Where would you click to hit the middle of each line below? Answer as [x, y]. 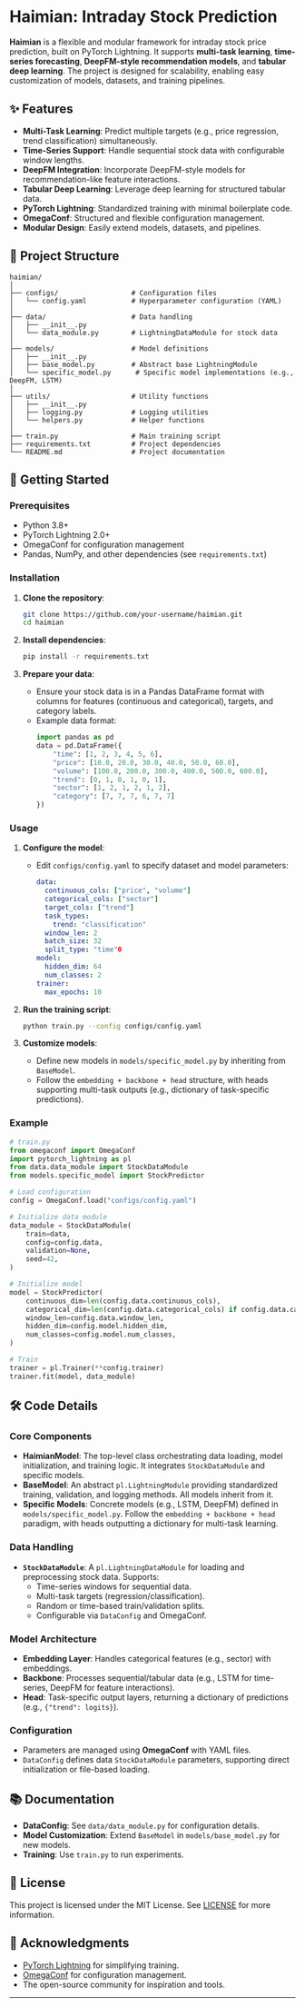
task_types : [67, 916]
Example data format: [76, 720]
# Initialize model [46, 1284]
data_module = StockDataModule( [70, 1225]
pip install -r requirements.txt [86, 657]
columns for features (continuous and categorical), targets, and [155, 701]
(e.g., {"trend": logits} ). [71, 1706]
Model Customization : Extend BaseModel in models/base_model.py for [151, 1835]
